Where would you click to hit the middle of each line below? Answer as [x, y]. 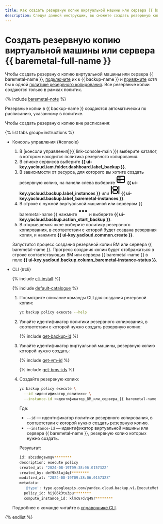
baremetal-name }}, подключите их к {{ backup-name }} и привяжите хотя [81, 79]
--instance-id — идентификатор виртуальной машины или [88, 428]
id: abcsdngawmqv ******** [45, 457]
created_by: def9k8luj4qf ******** [54, 473]
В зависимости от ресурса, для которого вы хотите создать [81, 172]
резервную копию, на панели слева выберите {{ [75, 183]
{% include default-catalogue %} [45, 288]
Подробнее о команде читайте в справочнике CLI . [65, 507]
